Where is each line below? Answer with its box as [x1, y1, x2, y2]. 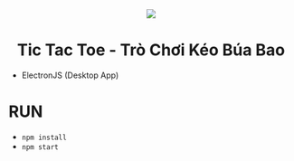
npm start [21, 142, 60, 152]
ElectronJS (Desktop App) [21, 70, 119, 80]
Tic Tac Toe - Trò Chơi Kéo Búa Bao [16, 40, 286, 61]
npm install [21, 133, 67, 142]
